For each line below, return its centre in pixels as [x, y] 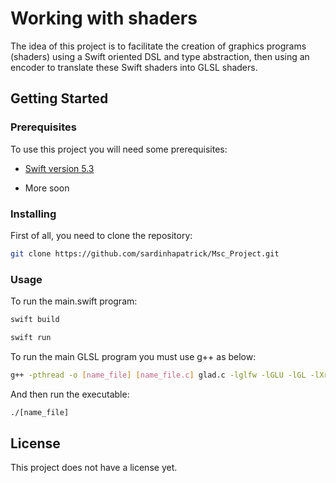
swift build [35, 320]
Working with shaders [104, 18]
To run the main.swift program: [74, 301]
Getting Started [59, 98]
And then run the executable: [70, 394]
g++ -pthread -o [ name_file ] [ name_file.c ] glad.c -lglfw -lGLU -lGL [158, 375]
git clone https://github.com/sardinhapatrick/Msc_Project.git [145, 253]
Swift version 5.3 [59, 168]
